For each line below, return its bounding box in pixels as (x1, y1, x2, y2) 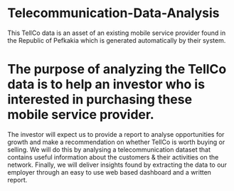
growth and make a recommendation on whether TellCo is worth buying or (7, 138, 225, 146)
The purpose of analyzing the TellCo (7, 61, 227, 78)
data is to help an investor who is (7, 76, 205, 93)
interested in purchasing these (7, 91, 193, 108)
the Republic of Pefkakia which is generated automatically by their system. (7, 36, 226, 44)
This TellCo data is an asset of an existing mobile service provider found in (7, 29, 226, 37)
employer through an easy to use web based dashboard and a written (7, 167, 212, 176)
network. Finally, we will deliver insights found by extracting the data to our (7, 160, 228, 169)
